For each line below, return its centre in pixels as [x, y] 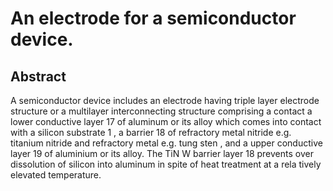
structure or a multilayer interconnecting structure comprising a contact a [161, 111]
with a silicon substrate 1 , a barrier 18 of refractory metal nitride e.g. [151, 132]
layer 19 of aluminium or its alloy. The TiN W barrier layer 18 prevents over [162, 153]
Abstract [38, 76]
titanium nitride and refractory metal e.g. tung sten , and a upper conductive [166, 143]
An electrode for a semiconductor [153, 18]
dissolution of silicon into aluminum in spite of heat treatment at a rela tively [166, 164]
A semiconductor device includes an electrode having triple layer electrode [165, 100]
